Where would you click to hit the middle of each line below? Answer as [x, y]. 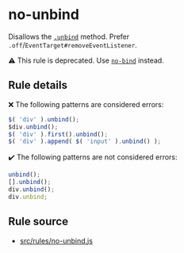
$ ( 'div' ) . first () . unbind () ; [58, 134]
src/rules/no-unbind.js [56, 240]
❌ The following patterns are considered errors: [86, 104]
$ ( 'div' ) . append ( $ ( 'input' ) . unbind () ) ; [84, 142]
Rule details [38, 85]
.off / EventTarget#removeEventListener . [73, 44]
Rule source [38, 222]
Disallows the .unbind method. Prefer [69, 36]
